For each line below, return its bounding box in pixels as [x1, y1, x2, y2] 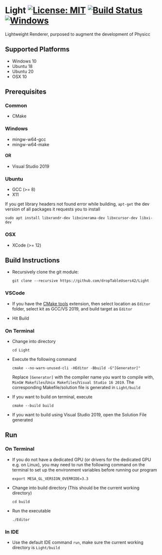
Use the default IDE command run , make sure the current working [12, 539, 144, 545]
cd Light [12, 347, 30, 353]
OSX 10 [12, 73, 27, 80]
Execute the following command [12, 356, 77, 362]
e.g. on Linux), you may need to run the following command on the [12, 461, 146, 468]
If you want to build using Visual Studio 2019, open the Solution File [12, 411, 147, 417]
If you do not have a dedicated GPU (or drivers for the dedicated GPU [12, 457, 151, 462]
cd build [12, 499, 30, 504]
